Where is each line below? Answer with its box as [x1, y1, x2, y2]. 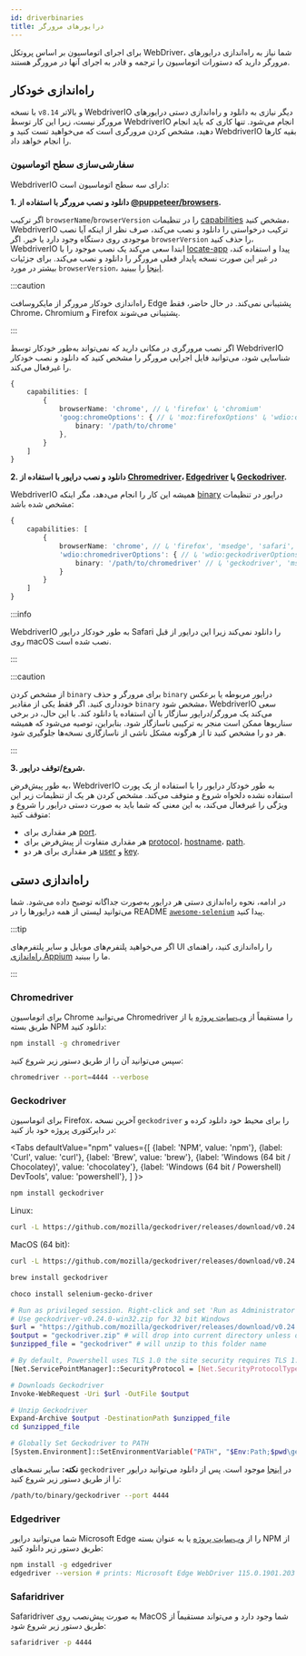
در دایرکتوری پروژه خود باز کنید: [10, 1125, 117, 1136]
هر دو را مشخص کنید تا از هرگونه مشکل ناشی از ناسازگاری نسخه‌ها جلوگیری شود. [10, 727, 287, 738]
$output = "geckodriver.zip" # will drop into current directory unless [10, 1331, 291, 1340]
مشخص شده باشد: [10, 498, 74, 509]
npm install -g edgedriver [10, 1561, 113, 1570]
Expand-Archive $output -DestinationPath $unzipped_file [10, 1414, 231, 1424]
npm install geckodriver [10, 1188, 104, 1198]
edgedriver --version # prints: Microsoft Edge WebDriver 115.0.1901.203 [10, 1568, 296, 1578]
